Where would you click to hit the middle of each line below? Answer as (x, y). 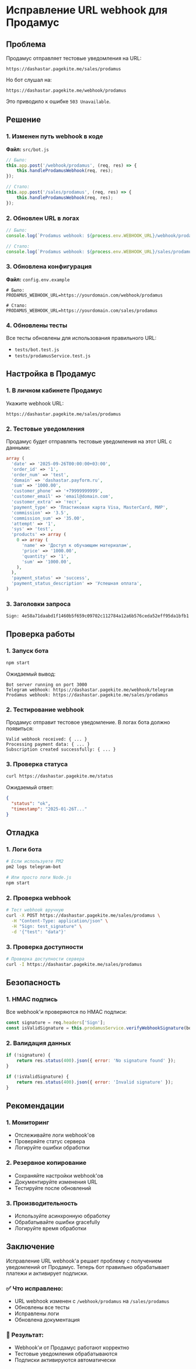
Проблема (26, 44)
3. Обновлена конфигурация (49, 267)
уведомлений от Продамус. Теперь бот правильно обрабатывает (88, 1267)
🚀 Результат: (25, 1334)
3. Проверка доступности (45, 947)
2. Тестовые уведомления (45, 429)
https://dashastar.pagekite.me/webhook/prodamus (66, 91)
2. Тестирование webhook (45, 710)
